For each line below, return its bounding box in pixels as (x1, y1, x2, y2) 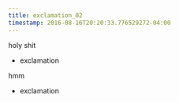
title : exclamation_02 (8, 11, 83, 20)
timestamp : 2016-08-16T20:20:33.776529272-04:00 (8, 19, 171, 27)
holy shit (8, 40, 36, 49)
